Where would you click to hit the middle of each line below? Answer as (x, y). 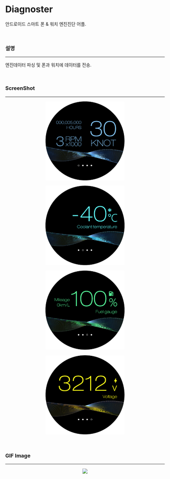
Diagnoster (29, 9)
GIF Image (18, 456)
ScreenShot (20, 88)
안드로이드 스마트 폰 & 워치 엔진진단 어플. (46, 24)
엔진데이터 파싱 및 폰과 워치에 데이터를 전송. (49, 65)
